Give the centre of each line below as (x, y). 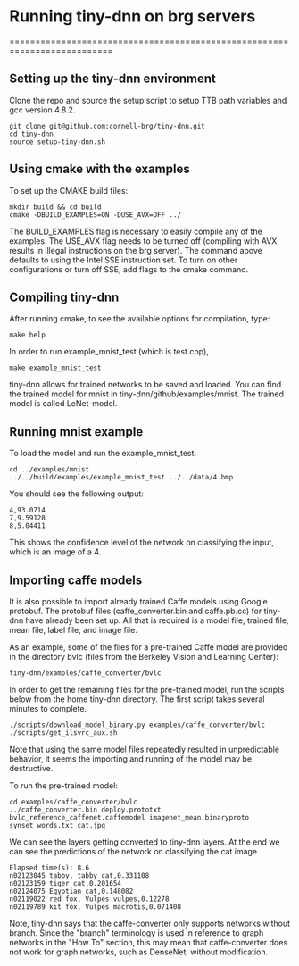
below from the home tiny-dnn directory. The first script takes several (137, 699)
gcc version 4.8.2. (42, 110)
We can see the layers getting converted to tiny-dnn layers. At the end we (145, 842)
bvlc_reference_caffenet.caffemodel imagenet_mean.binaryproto (129, 818)
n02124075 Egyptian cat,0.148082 (71, 891)
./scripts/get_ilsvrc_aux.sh (63, 733)
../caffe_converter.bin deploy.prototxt (86, 810)
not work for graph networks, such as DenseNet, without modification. (139, 952)
